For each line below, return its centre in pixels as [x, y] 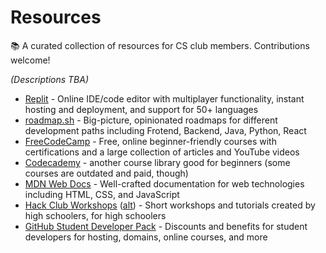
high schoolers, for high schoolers [95, 215]
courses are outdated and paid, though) [106, 173]
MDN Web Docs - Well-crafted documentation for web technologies [164, 183]
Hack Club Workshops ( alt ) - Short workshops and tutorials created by [170, 205]
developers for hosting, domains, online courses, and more [146, 237]
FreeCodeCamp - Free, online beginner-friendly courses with [150, 141]
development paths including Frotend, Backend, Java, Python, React [165, 130]
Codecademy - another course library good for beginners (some [157, 162]
